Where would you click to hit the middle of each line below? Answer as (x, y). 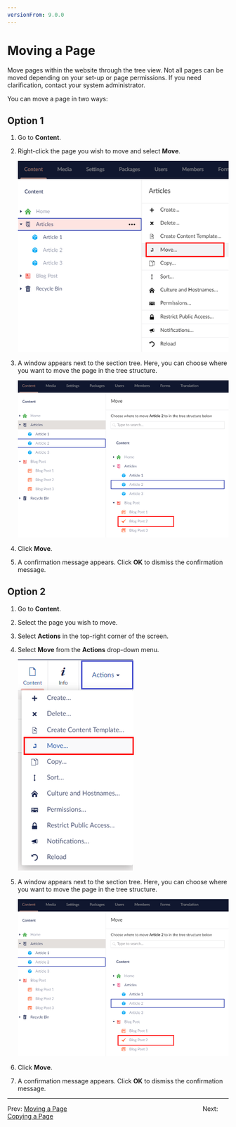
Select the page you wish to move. (67, 622)
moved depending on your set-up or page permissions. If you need (104, 77)
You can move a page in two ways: (58, 98)
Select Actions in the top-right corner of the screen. (93, 636)
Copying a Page (31, 1116)
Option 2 (26, 592)
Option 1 (26, 121)
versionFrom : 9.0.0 (36, 15)
